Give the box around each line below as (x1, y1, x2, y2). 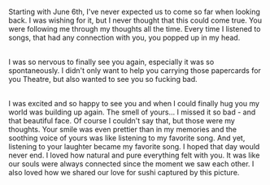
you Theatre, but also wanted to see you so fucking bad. (8, 75, 198, 84)
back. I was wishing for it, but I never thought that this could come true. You (8, 15, 263, 25)
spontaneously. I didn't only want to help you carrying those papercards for (8, 66, 262, 75)
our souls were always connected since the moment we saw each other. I (8, 159, 255, 169)
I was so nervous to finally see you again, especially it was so (8, 57, 215, 67)
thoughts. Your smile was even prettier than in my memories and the (8, 125, 237, 134)
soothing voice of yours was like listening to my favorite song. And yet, (8, 133, 246, 143)
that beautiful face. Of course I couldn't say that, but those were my (8, 116, 236, 125)
